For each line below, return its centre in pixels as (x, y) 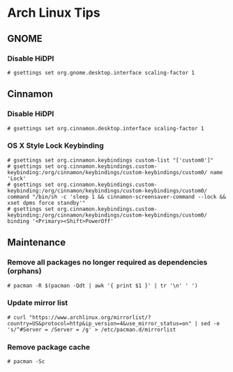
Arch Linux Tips (54, 13)
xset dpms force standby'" (46, 203)
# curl (17, 317)
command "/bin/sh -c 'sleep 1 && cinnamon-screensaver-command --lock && (117, 196)
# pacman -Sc (26, 362)
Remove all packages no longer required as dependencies (107, 263)
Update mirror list (38, 303)
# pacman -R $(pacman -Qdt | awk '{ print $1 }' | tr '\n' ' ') (103, 286)
